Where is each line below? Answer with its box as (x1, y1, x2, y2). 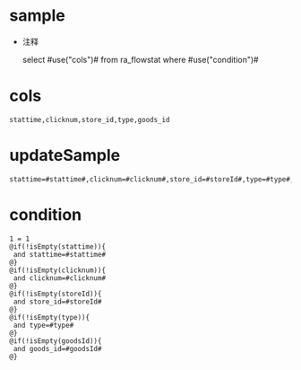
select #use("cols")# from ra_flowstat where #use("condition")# (21, 54, 259, 65)
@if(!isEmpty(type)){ (9, 313, 90, 322)
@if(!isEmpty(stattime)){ (9, 242, 106, 251)
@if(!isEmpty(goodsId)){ (9, 336, 102, 346)
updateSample (9, 145, 121, 166)
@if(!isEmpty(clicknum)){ (9, 266, 106, 275)
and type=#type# (13, 321, 74, 330)
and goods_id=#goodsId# (13, 344, 102, 353)
